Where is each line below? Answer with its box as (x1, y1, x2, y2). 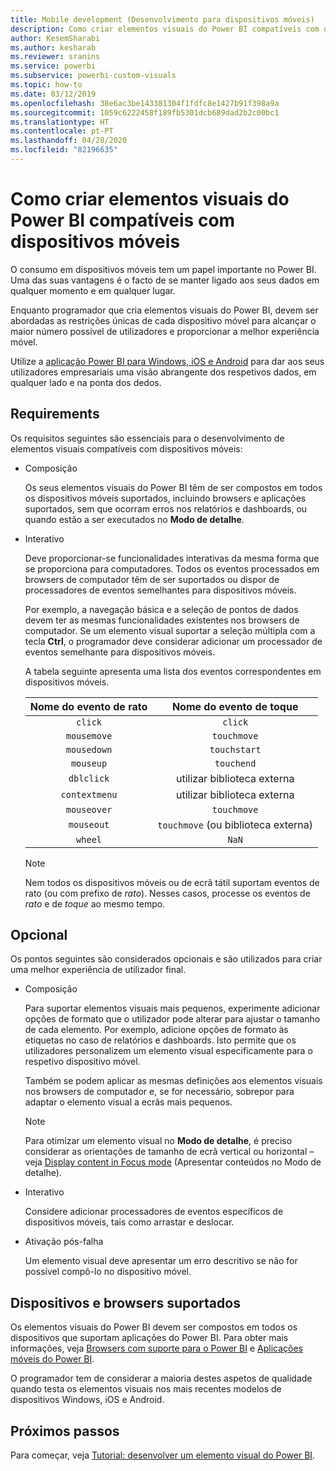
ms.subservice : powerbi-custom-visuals (10, 71, 177, 81)
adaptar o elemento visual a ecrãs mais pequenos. (24, 1096, 233, 1108)
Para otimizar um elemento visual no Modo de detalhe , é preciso (24, 1135, 293, 1147)
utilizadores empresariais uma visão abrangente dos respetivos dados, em (10, 366, 317, 378)
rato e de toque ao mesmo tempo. (24, 897, 166, 910)
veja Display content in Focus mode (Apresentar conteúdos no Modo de (24, 1156, 322, 1168)
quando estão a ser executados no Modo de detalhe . (24, 513, 245, 525)
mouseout (68, 819, 110, 830)
